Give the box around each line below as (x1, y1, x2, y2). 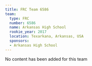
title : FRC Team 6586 (5, 7, 49, 12)
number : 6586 (9, 20, 36, 26)
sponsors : (9, 39, 29, 43)
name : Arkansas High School (9, 25, 67, 30)
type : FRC (9, 16, 29, 21)
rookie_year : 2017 (9, 29, 47, 34)
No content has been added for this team (5, 56, 88, 62)
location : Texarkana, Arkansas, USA (9, 34, 84, 39)
